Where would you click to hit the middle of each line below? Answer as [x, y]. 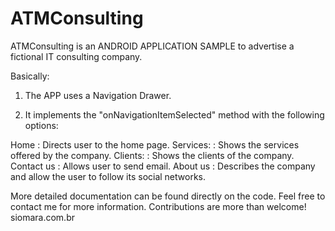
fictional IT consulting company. [76, 56]
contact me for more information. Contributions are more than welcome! [158, 206]
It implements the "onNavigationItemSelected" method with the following [174, 114]
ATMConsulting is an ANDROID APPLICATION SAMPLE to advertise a [152, 46]
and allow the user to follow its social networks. [108, 176]
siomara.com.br [42, 217]
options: [41, 125]
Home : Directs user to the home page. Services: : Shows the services [155, 144]
